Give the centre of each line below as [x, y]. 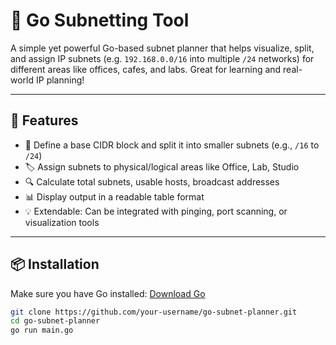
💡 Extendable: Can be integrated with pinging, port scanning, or [156, 211]
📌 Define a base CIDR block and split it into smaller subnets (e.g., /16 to [172, 145]
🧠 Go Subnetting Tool [100, 20]
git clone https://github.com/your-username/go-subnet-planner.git [154, 312]
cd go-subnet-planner [55, 321]
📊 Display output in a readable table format [114, 196]
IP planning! [60, 80]
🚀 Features [44, 120]
